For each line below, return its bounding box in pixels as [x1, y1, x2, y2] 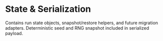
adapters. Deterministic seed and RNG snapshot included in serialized [5, 25, 149, 31]
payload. [5, 30, 23, 36]
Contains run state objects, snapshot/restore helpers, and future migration [5, 20, 158, 26]
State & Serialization [5, 3, 91, 15]
